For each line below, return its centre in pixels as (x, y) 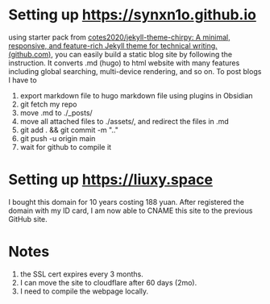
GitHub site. (28, 219)
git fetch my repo (48, 104)
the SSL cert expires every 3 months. (81, 274)
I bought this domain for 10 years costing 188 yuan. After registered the (126, 202)
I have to (23, 80)
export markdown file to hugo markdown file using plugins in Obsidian (136, 95)
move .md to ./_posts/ (56, 112)
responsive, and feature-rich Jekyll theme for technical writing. (113, 45)
